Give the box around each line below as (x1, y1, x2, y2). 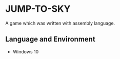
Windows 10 (12, 48, 39, 54)
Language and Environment (5, 35, 96, 44)
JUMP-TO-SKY (5, 3, 71, 15)
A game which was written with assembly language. (5, 20, 115, 26)
